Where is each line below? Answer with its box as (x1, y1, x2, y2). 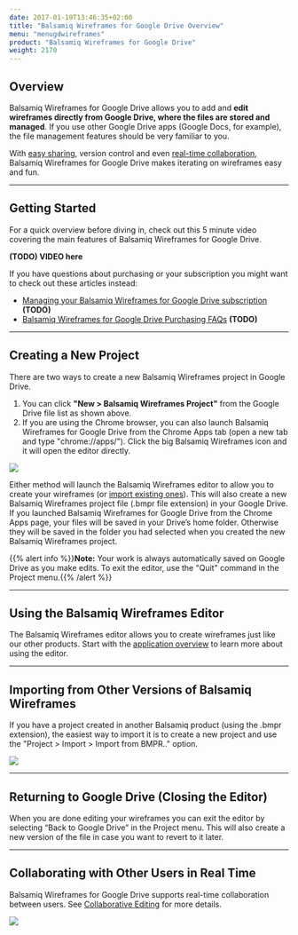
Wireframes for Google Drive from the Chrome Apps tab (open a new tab (21, 426, 288, 437)
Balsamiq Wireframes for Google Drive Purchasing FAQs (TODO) (21, 313, 258, 324)
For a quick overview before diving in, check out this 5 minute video (9, 224, 257, 235)
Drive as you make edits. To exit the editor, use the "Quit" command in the (9, 562, 279, 573)
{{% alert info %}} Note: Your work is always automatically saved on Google (9, 552, 286, 564)
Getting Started (9, 201, 97, 216)
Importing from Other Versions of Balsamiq (9, 682, 252, 697)
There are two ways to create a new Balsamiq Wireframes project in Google (9, 371, 286, 382)
